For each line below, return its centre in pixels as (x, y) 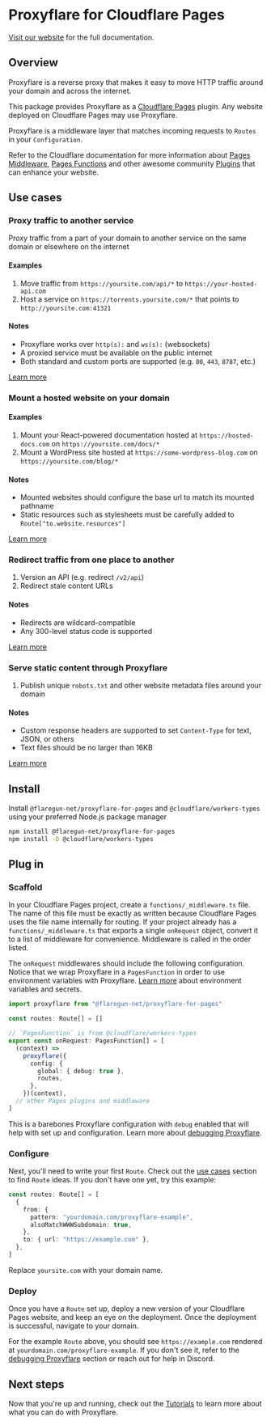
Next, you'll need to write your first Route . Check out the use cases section (133, 1171)
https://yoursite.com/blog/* (69, 461)
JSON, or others (47, 739)
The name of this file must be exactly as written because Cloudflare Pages (133, 913)
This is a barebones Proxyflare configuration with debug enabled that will (129, 1124)
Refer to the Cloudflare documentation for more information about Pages (129, 154)
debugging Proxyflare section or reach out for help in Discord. (112, 1359)
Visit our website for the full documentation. (82, 37)
